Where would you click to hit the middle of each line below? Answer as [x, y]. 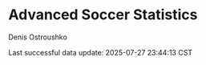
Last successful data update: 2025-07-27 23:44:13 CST [101, 52]
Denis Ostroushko [38, 37]
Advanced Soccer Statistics [103, 15]
